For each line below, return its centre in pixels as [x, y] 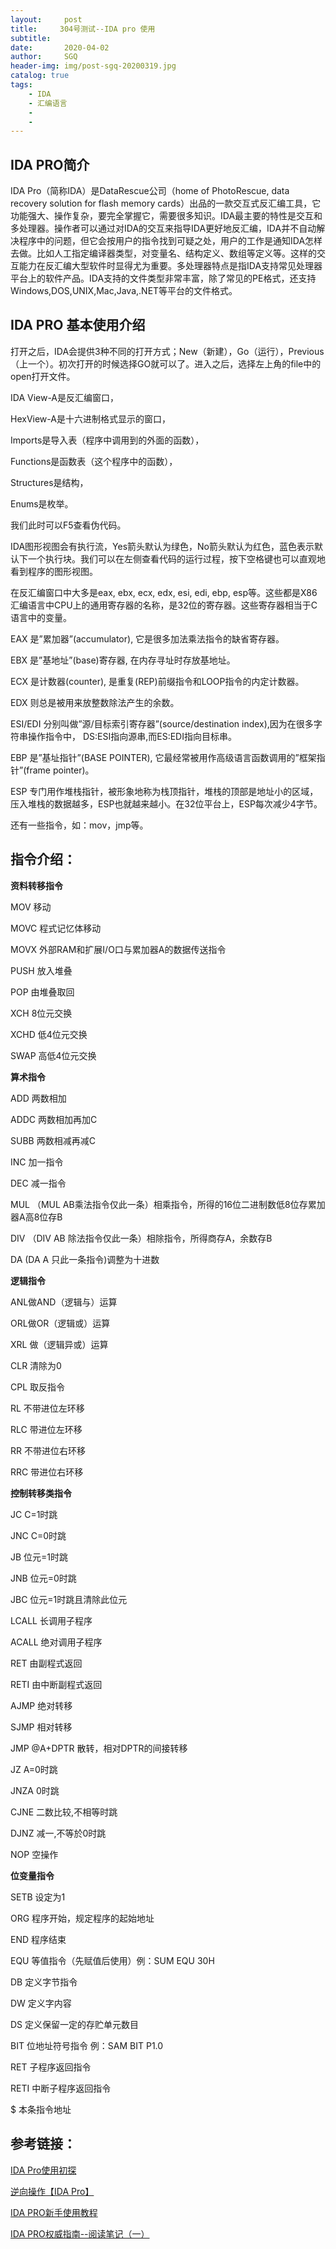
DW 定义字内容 [41, 2003]
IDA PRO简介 [50, 164]
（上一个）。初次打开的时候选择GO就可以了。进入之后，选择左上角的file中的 [166, 363]
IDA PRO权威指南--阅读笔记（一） [80, 2233]
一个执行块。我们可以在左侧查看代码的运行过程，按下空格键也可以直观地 [176, 558]
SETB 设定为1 [38, 1897]
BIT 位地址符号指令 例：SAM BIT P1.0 [87, 2045]
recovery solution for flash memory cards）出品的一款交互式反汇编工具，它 [166, 203]
